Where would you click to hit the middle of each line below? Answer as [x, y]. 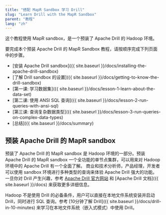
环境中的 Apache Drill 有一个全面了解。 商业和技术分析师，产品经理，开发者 [83, 166]
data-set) [22, 95]
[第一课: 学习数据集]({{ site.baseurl [48, 89]
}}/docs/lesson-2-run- [125, 101]
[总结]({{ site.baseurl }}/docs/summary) [53, 123]
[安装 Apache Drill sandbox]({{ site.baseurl [56, 66]
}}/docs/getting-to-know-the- [129, 77]
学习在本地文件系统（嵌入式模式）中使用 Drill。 [89, 208]
